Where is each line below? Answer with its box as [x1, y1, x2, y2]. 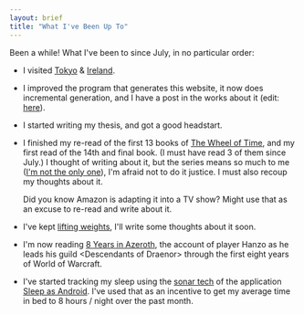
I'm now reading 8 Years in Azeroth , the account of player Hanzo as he [22, 238, 289, 249]
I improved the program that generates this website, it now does [22, 82, 264, 93]
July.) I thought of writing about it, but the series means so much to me [22, 156, 290, 167]
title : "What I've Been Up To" [9, 22, 129, 31]
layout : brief [9, 13, 64, 23]
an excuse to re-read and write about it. [22, 203, 172, 215]
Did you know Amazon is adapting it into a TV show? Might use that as [22, 194, 288, 205]
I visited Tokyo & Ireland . [22, 65, 116, 76]
